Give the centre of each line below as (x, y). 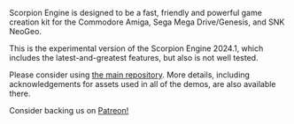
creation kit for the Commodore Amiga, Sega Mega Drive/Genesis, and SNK (147, 22)
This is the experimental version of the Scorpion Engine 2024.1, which (136, 48)
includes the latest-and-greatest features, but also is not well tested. (134, 58)
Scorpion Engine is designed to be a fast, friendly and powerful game (136, 13)
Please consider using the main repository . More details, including (130, 75)
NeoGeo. (26, 31)
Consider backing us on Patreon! (69, 110)
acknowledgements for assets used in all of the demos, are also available (143, 84)
